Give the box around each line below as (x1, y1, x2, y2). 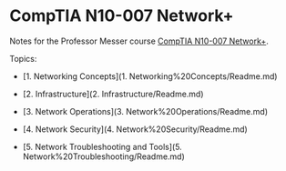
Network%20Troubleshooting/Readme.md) (22, 151, 185, 162)
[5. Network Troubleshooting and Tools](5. (22, 141, 182, 152)
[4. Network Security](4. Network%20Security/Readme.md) (22, 124, 248, 135)
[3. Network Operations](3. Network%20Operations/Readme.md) (22, 106, 269, 116)
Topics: (9, 53, 37, 64)
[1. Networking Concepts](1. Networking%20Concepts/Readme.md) (22, 70, 278, 82)
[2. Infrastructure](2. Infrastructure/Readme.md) (22, 88, 204, 99)
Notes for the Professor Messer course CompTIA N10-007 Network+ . (9, 35, 269, 46)
